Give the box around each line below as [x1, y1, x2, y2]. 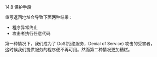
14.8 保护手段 [5, 4, 31, 10]
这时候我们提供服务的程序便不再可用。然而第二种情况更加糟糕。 [5, 47, 132, 52]
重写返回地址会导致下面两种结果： [5, 14, 73, 20]
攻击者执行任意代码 [12, 31, 51, 36]
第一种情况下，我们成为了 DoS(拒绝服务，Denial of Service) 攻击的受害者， [5, 41, 155, 46]
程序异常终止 [12, 24, 38, 30]
